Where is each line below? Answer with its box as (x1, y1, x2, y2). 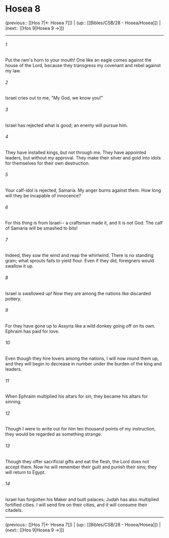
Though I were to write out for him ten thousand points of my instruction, (5, 426, 156, 432)
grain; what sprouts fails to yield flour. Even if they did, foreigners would (5, 258, 154, 264)
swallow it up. (5, 263, 34, 269)
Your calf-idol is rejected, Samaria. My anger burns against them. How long (5, 187, 161, 193)
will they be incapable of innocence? (5, 192, 81, 198)
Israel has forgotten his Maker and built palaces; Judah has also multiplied (5, 496, 159, 502)
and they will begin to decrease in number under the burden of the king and (5, 360, 162, 366)
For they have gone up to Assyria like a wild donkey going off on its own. (5, 322, 156, 329)
